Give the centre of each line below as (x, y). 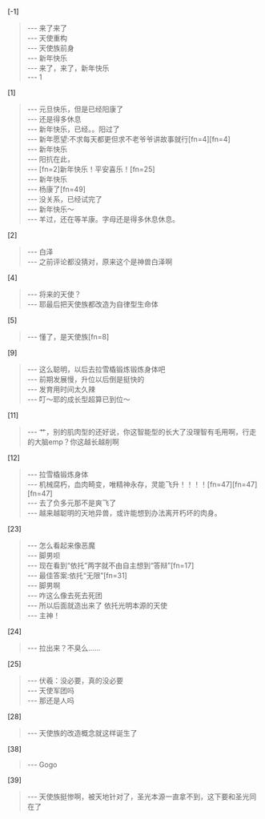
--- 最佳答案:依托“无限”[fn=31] (77, 575)
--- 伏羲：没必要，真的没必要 (75, 680)
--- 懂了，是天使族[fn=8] (68, 337)
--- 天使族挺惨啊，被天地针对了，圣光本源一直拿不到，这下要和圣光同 (142, 797)
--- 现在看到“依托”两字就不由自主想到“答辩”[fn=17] (110, 565)
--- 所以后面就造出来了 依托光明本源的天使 (97, 605)
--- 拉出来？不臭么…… (64, 648)
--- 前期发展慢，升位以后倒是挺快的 (86, 379)
